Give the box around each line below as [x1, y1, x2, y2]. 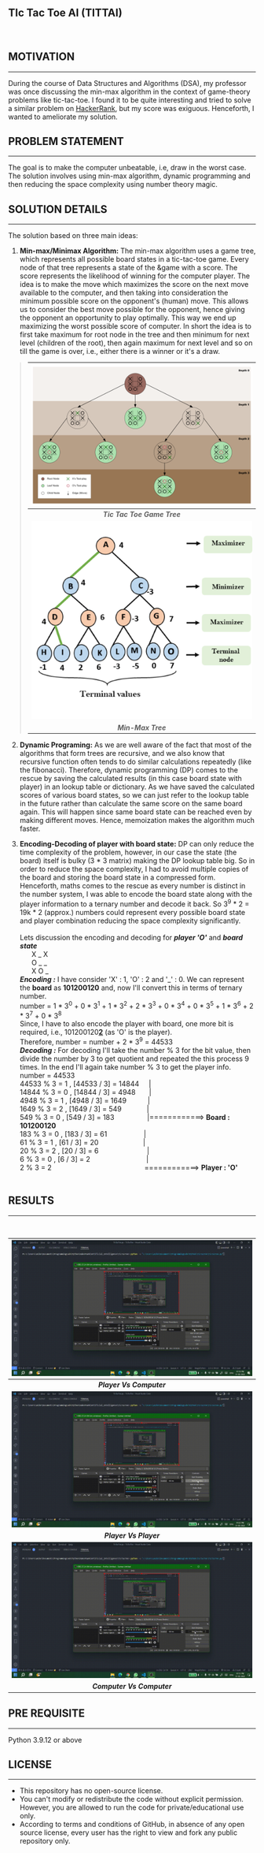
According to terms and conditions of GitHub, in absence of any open [19, 1820, 245, 1829]
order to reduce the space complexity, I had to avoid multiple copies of [19, 865, 249, 874]
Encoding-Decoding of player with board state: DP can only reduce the [19, 839, 255, 849]
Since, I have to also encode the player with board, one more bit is [19, 1019, 234, 1029]
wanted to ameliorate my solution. [8, 112, 118, 121]
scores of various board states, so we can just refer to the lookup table [19, 791, 249, 800]
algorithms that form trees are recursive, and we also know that [19, 749, 225, 758]
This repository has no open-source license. [19, 1786, 163, 1795]
